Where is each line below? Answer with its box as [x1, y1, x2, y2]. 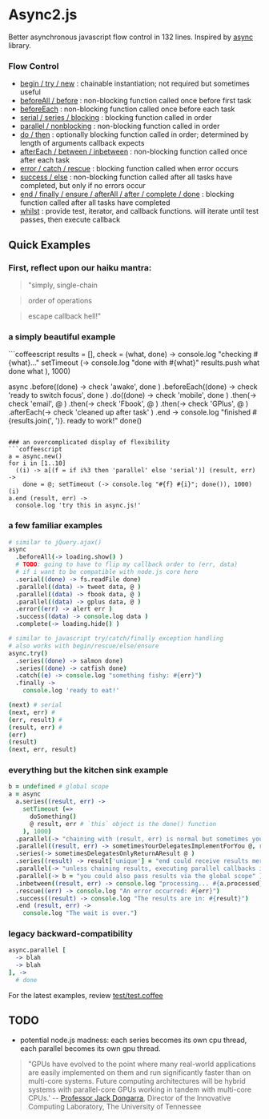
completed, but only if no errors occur [19, 181, 146, 191]
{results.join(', [8, 416, 54, 426]
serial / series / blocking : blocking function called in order [19, 113, 212, 122]
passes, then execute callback [19, 215, 121, 225]
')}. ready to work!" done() [54, 416, 143, 426]
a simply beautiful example [8, 331, 116, 342]
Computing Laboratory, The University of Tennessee [27, 1101, 202, 1111]
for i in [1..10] [8, 459, 66, 467]
